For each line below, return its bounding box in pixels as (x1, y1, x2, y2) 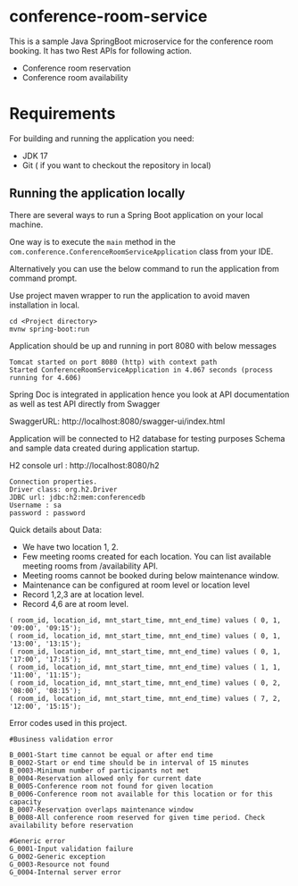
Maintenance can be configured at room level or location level (21, 579, 250, 590)
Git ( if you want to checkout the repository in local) (21, 159, 211, 171)
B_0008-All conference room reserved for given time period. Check (9, 813, 266, 822)
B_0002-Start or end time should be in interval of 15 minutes (9, 758, 250, 767)
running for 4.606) (9, 373, 82, 382)
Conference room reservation (21, 63, 131, 73)
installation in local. (9, 300, 80, 310)
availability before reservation (9, 821, 134, 830)
